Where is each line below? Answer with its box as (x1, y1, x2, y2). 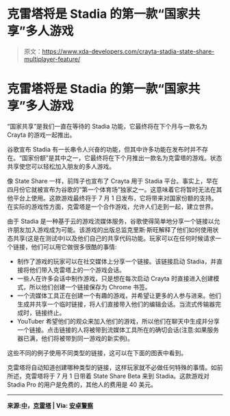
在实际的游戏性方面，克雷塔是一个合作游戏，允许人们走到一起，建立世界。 (7, 203, 217, 211)
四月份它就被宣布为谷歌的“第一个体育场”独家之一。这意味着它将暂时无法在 (7, 185, 217, 194)
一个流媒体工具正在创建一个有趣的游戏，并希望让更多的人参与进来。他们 (16, 291, 221, 300)
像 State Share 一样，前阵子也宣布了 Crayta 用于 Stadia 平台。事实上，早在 (7, 177, 219, 185)
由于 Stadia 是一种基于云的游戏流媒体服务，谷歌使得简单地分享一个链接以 (7, 217, 214, 225)
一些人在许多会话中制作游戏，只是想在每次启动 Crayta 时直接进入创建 (16, 274, 214, 283)
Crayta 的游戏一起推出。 (7, 131, 76, 139)
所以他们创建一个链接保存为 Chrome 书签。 (29, 283, 152, 291)
